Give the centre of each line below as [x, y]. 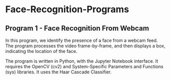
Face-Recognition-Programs [67, 9]
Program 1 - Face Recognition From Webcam [77, 28]
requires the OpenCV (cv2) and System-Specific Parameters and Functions [84, 66]
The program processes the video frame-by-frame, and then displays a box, [86, 46]
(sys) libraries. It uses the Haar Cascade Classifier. [58, 72]
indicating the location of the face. [41, 51]
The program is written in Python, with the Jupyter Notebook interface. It [82, 61]
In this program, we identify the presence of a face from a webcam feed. [82, 40]
